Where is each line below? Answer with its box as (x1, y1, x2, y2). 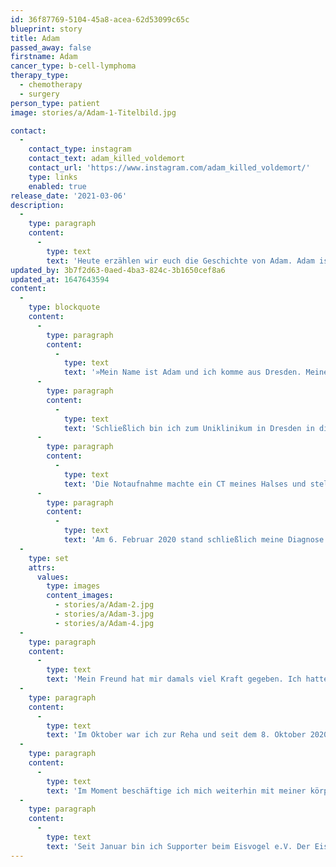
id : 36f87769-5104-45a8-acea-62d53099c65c (10, 14, 190, 25)
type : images (46, 581, 101, 591)
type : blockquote (28, 302, 101, 313)
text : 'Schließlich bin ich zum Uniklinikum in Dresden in (63, 423, 315, 433)
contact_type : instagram (28, 144, 132, 155)
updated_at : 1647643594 (10, 274, 110, 285)
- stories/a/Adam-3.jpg (54, 609, 155, 619)
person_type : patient (10, 98, 101, 108)
